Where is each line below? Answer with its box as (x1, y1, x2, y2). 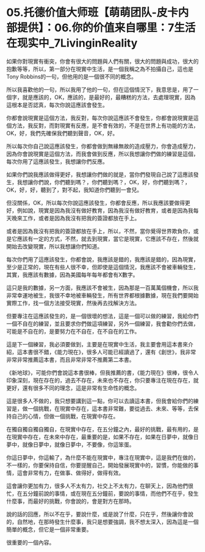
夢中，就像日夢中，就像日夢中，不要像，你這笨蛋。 (6, 441, 135, 448)
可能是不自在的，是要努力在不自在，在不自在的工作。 (6, 327, 140, 335)
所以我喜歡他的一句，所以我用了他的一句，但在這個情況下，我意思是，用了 (6, 86, 193, 93)
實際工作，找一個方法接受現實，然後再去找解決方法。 (6, 299, 140, 307)
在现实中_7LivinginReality (6, 36, 138, 50)
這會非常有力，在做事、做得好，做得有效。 (16, 469, 124, 476)
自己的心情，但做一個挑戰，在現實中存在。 (11, 412, 119, 420)
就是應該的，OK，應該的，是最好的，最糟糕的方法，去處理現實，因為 (22, 93, 196, 101)
